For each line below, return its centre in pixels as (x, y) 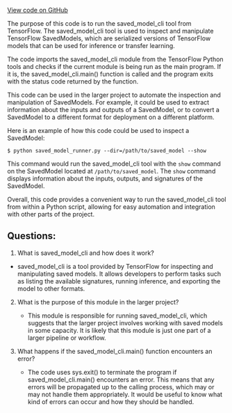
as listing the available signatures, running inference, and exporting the (119, 281)
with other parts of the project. (51, 214)
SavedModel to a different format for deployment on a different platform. (111, 117)
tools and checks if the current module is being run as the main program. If (114, 67)
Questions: (32, 236)
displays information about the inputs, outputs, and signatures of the (105, 178)
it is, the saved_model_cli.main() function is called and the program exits (110, 74)
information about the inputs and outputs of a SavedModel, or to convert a (114, 110)
